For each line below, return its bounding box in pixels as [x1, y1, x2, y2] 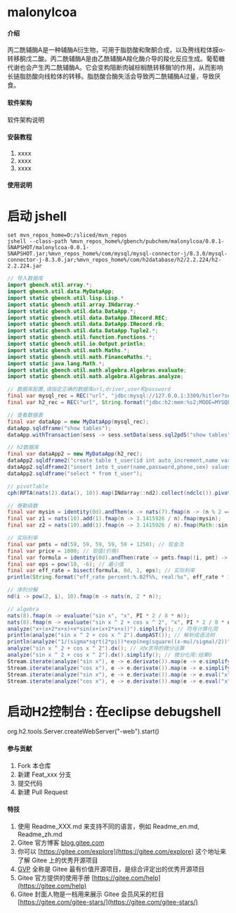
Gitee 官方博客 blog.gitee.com [17, 838, 105, 847]
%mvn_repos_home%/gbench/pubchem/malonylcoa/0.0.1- [70, 238, 225, 245]
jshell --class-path [7, 238, 68, 245]
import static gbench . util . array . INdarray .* [7, 301, 140, 308]
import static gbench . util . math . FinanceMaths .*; [7, 353, 152, 360]
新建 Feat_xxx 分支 [17, 770, 72, 779]
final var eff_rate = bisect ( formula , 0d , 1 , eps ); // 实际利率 [7, 567, 195, 574]
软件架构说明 [7, 115, 44, 124]
